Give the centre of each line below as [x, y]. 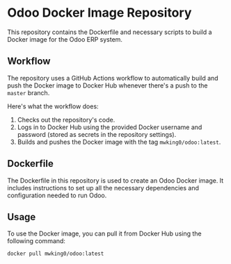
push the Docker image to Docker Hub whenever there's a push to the [107, 85]
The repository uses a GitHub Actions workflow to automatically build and [113, 78]
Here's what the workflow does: [53, 106]
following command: [37, 241]
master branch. [29, 92]
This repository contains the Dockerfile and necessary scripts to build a [110, 32]
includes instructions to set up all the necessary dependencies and [103, 188]
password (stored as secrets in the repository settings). [97, 134]
